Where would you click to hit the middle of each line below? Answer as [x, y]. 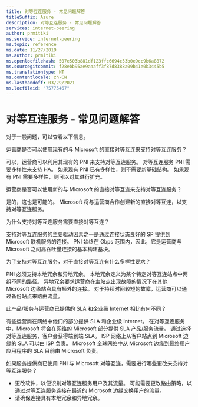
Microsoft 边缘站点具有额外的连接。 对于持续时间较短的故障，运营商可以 [94, 288]
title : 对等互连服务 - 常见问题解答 [46, 12]
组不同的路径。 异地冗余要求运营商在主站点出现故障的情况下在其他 [87, 281]
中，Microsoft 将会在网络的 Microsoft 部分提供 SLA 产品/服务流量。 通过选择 [99, 329]
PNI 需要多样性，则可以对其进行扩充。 [59, 176]
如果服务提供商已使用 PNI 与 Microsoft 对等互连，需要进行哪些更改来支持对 [97, 363]
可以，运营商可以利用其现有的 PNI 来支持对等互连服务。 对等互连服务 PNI [95, 162]
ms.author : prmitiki [32, 55]
